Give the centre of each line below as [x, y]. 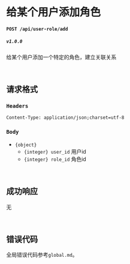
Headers [17, 106]
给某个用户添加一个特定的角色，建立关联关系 [61, 57]
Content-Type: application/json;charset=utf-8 [65, 118]
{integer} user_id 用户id [55, 151]
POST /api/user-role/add [37, 29]
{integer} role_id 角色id [55, 159]
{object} [26, 145]
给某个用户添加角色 [54, 12]
